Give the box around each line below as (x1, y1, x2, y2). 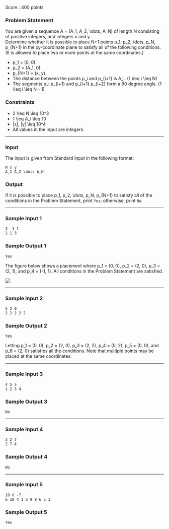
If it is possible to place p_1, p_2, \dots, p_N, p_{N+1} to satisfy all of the (5, 192, 152, 199)
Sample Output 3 (5, 398, 48, 405)
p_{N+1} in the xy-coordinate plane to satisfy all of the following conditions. (5, 44, 161, 50)
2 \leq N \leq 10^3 (12, 110, 49, 116)
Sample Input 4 (5, 426, 43, 433)
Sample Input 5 (5, 481, 43, 488)
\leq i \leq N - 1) (12, 86, 45, 92)
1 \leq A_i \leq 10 (12, 115, 47, 121)
